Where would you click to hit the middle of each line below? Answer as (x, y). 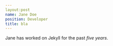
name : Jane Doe (21, 14)
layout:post (17, 10)
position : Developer (27, 19)
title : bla (16, 24)
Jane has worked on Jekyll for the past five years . (57, 38)
